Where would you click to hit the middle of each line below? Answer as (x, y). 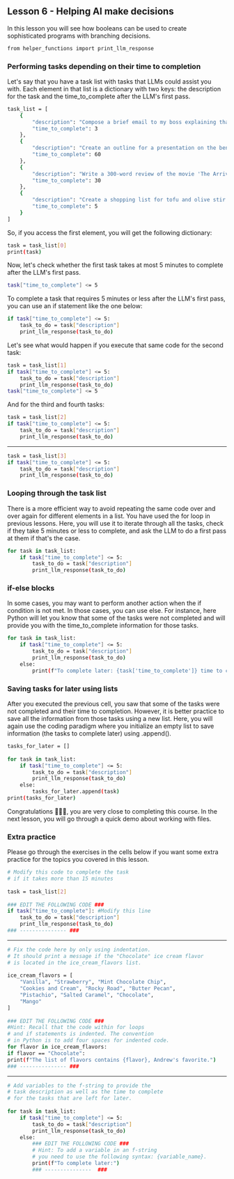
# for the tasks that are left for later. (70, 1098)
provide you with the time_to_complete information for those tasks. (103, 625)
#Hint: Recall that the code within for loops (76, 1028)
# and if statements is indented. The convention (81, 1034)
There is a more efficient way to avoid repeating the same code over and (111, 508)
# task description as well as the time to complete (85, 1092)
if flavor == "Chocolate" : (46, 1053)
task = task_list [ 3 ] (37, 456)
